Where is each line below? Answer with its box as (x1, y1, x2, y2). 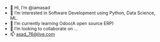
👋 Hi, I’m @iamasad (10, 5, 50, 10)
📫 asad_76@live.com (10, 31, 55, 37)
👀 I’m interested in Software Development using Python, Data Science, (10, 10, 155, 16)
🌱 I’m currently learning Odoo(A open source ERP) (10, 20, 114, 26)
